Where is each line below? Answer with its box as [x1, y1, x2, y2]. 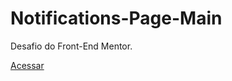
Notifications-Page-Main [10, 7, 223, 30]
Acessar [10, 59, 45, 71]
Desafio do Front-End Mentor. [10, 40, 133, 52]
